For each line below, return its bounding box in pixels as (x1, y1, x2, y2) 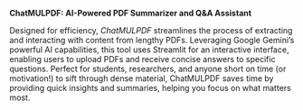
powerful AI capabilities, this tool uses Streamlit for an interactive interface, (9, 44, 289, 55)
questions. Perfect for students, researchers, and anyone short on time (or (9, 63, 287, 74)
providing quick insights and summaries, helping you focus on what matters (9, 83, 291, 93)
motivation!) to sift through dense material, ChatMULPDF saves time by (9, 73, 274, 84)
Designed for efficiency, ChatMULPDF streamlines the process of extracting (9, 25, 293, 35)
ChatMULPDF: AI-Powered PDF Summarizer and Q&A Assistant (9, 8, 251, 18)
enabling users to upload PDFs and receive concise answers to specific (9, 54, 276, 64)
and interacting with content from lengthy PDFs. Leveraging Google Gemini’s (9, 35, 295, 45)
